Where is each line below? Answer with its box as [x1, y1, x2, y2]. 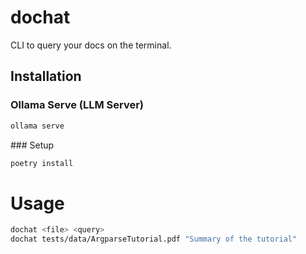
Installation [10, 68, 82, 85]
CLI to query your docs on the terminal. [10, 39, 172, 51]
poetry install [10, 158, 74, 168]
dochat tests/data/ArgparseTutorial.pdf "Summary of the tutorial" [10, 234, 298, 245]
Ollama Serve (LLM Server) [10, 98, 145, 112]
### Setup [10, 139, 55, 151]
